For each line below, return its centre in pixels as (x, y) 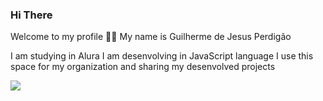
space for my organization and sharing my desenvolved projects (143, 67)
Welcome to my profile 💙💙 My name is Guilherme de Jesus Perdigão (151, 37)
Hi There (31, 15)
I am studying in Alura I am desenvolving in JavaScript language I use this (162, 56)
